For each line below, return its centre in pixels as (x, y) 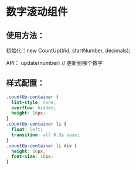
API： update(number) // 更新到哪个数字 (55, 63)
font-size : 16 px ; (33, 157)
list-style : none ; (34, 102)
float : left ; (27, 130)
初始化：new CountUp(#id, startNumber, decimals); (68, 51)
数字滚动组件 (37, 12)
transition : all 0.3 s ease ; (46, 135)
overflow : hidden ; (34, 108)
